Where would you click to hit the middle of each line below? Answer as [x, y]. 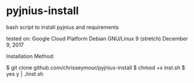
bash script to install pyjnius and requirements [63, 27]
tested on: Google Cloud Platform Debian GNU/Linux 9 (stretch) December [97, 38]
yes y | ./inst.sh [25, 74]
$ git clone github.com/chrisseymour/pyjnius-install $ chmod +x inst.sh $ [96, 67]
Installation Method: [30, 56]
